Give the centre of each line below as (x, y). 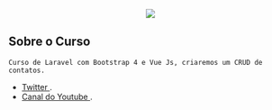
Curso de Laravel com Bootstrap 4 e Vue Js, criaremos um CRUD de (136, 62)
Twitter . (37, 87)
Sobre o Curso (50, 42)
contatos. (27, 70)
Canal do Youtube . (57, 96)
